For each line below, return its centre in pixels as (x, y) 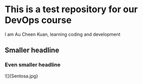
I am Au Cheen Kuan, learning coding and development (63, 34)
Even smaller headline (33, 65)
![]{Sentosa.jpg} (22, 76)
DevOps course (38, 20)
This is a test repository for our (71, 9)
